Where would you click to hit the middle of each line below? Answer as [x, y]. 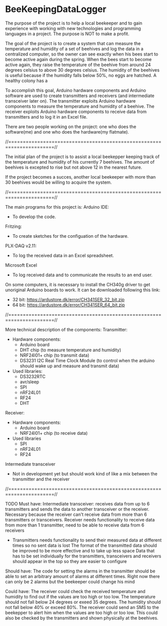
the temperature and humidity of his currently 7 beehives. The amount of [80, 162]
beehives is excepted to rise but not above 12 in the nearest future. [74, 167]
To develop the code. [34, 217]
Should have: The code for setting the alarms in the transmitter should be [80, 571]
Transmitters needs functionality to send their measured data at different [87, 540]
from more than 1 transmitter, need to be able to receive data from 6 [75, 525]
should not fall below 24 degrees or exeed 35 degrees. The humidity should [83, 602]
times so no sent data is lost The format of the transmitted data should [84, 545]
